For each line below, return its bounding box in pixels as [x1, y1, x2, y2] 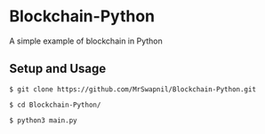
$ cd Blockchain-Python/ [9, 100, 101, 109]
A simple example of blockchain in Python [9, 35, 163, 46]
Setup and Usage [9, 61, 107, 76]
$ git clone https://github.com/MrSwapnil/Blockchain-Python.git [9, 84, 256, 94]
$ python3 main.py [9, 115, 77, 125]
